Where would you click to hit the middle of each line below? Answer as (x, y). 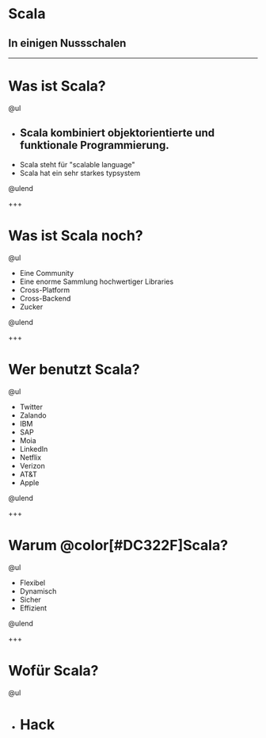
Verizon (32, 465)
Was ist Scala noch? (76, 235)
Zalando (33, 415)
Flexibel (32, 583)
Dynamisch (38, 591)
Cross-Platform (45, 289)
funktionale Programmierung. (94, 145)
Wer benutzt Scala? (74, 369)
